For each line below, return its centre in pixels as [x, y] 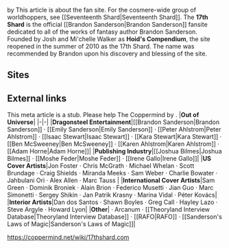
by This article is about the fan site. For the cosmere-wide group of [102, 10]
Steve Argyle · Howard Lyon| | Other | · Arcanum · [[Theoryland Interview [109, 210]
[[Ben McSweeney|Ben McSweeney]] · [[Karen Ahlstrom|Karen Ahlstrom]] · [113, 144]
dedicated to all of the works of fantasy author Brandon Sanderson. [102, 32]
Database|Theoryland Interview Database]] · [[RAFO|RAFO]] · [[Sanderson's [115, 217]
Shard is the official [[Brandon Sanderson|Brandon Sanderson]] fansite [107, 24]
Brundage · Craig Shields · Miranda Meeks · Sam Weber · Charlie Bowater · [112, 173]
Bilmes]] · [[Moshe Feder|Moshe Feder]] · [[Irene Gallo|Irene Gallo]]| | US [109, 159]
